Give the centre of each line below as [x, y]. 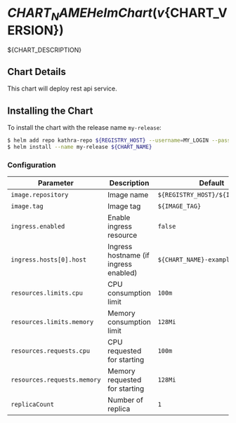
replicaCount [33, 404]
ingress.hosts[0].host [48, 260]
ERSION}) [36, 30]
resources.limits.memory [52, 322]
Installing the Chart [50, 110]
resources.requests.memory [56, 380]
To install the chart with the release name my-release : [84, 128]
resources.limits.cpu [47, 293]
